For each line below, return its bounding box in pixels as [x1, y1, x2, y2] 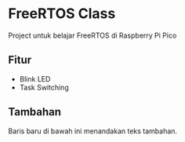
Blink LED [19, 74, 51, 83]
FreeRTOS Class [8, 5, 116, 23]
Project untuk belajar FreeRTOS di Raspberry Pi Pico [8, 31, 177, 40]
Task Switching [19, 82, 69, 92]
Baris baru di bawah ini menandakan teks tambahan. [8, 126, 178, 136]
